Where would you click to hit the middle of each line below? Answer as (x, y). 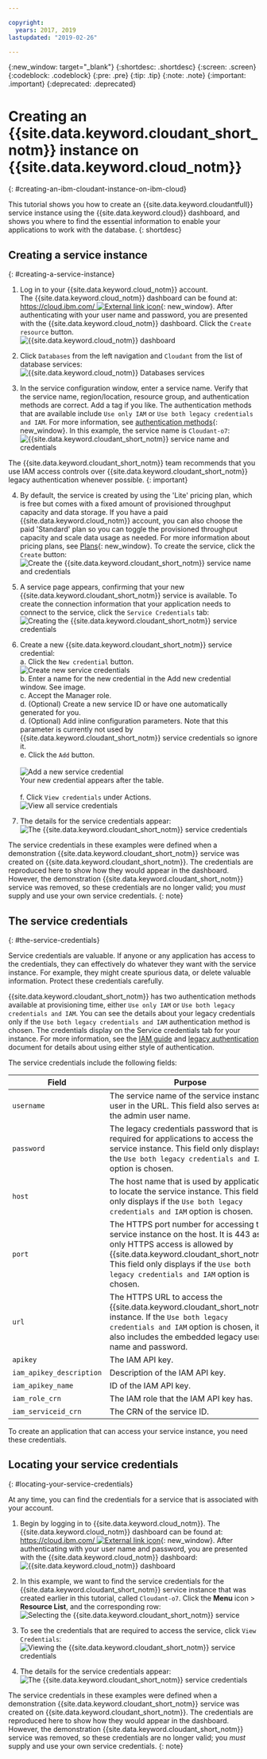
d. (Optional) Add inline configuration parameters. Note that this (124, 721)
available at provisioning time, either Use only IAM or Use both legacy (122, 1004)
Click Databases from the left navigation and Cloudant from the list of (131, 356)
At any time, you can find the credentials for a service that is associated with (133, 1499)
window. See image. (52, 687)
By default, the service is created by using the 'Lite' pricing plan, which (136, 496)
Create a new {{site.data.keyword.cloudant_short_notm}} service (126, 645)
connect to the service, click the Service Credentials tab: (114, 613)
